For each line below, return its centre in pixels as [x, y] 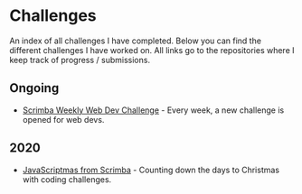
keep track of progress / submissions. [80, 60]
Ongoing [34, 88]
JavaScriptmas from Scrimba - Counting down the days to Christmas [151, 170]
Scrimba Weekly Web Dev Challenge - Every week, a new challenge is [153, 110]
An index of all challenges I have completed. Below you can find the [136, 41]
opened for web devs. [63, 119]
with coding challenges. [67, 179]
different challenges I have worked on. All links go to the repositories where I [152, 50]
